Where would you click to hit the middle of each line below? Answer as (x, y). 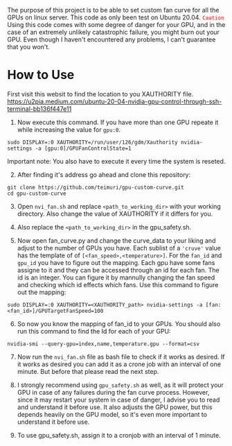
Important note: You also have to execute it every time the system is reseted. (116, 161)
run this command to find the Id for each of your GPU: (94, 331)
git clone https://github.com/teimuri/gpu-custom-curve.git (96, 187)
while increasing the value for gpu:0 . (69, 129)
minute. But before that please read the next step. (88, 371)
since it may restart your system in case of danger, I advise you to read (118, 400)
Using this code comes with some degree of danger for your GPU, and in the (116, 25)
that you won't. (29, 47)
